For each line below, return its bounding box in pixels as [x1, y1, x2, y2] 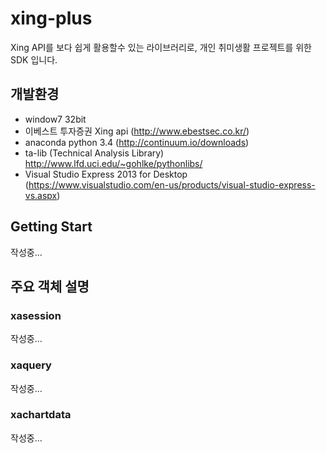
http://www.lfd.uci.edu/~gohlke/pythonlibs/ [24, 157, 203, 169]
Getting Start [10, 218, 93, 236]
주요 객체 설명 [10, 278, 90, 295]
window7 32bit [24, 113, 87, 125]
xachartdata [10, 408, 72, 422]
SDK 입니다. [10, 53, 58, 66]
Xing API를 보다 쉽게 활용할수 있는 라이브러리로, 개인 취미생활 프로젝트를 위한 [10, 41, 312, 53]
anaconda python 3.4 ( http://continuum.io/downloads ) [24, 136, 250, 148]
